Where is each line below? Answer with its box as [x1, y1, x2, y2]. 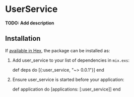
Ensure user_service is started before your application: [12, 76, 125, 83]
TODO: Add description [5, 20, 55, 26]
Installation [5, 34, 41, 43]
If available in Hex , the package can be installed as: [5, 47, 110, 53]
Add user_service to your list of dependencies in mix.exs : [12, 57, 130, 63]
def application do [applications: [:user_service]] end [12, 86, 121, 92]
